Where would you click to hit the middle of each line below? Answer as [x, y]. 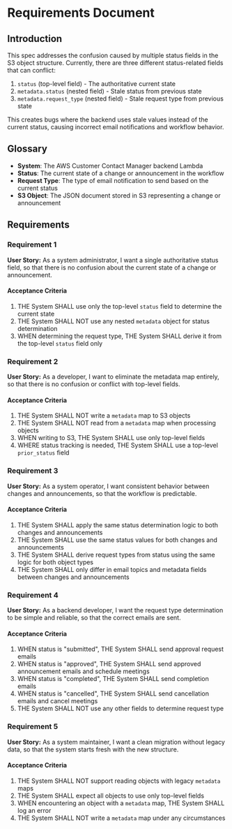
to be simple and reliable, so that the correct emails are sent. [94, 617]
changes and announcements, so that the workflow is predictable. [102, 493]
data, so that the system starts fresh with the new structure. [93, 749]
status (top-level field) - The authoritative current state [96, 84]
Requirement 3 [33, 471]
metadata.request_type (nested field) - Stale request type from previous [121, 98]
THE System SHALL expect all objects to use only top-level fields [110, 795]
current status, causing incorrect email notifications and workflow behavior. [116, 127]
